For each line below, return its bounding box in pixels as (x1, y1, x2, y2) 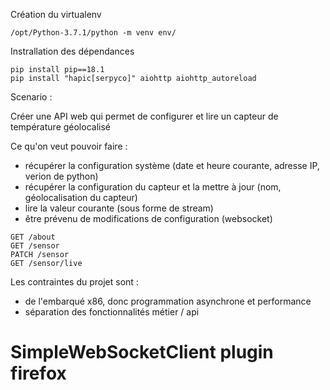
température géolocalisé (10, 121, 111, 133)
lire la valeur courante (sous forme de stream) (24, 202, 214, 214)
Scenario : (10, 91, 53, 103)
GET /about (10, 232, 56, 242)
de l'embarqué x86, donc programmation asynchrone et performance (24, 295, 312, 307)
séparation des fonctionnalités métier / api (24, 306, 200, 318)
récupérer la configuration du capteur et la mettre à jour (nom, (24, 181, 282, 193)
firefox (10, 362, 67, 385)
